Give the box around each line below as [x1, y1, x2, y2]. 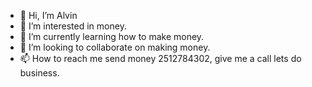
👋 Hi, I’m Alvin [19, 10, 78, 21]
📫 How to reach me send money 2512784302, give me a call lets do [19, 53, 302, 64]
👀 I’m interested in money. [19, 20, 127, 32]
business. [19, 67, 60, 79]
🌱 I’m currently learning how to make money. [19, 31, 205, 42]
